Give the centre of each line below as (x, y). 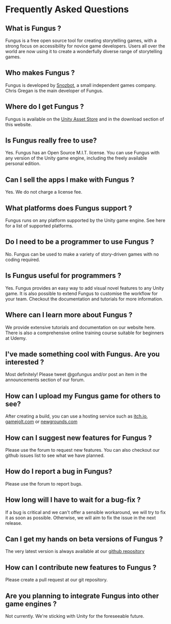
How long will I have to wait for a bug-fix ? (73, 500)
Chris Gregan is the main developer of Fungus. (54, 90)
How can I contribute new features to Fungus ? (81, 568)
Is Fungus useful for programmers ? (63, 276)
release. (14, 523)
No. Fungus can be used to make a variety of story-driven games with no (82, 254)
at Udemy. (16, 338)
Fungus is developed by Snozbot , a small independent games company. (81, 85)
